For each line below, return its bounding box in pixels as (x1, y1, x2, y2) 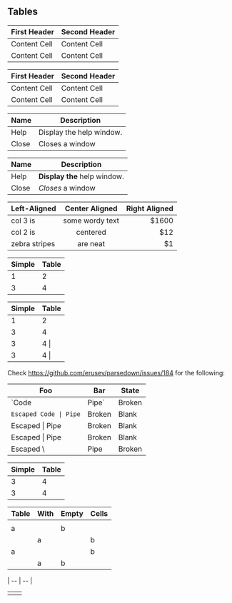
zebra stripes (11, 238, 56, 248)
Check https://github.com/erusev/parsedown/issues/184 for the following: (7, 368, 225, 377)
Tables (7, 6, 38, 18)
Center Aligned (64, 203, 118, 213)
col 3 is (11, 216, 36, 226)
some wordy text (63, 216, 120, 226)
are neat (77, 238, 106, 248)
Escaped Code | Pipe (11, 410, 81, 418)
